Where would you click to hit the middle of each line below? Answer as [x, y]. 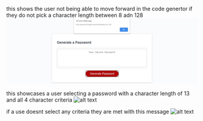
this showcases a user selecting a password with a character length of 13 [98, 94]
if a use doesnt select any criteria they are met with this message [88, 112]
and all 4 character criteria [40, 100]
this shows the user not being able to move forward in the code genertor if [99, 9]
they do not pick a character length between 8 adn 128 [75, 15]
